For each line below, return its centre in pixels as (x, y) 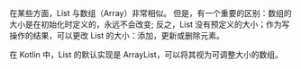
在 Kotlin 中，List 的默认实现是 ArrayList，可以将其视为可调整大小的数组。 (146, 55)
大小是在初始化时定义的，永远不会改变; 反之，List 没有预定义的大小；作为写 (150, 24)
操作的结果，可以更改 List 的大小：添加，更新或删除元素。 (117, 35)
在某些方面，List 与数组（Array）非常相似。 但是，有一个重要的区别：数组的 (151, 13)
